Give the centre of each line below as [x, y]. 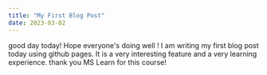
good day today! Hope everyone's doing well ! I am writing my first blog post [133, 45]
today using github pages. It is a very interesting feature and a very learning [133, 54]
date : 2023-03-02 [37, 23]
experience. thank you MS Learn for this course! [88, 62]
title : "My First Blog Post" [57, 15]
